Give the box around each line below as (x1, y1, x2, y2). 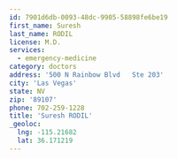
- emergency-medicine (17, 54, 97, 63)
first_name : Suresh (9, 21, 81, 30)
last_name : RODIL (9, 29, 73, 38)
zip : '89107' (9, 95, 58, 104)
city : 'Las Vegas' (9, 79, 77, 87)
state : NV (9, 87, 46, 95)
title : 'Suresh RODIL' (9, 111, 93, 120)
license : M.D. (9, 37, 62, 47)
